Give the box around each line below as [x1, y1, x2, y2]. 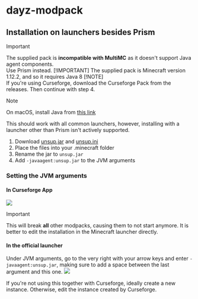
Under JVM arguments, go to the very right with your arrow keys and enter [6, 255, 189, 262]
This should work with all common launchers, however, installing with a [6, 120, 180, 127]
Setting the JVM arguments [6, 171, 87, 179]
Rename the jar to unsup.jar [14, 150, 84, 157]
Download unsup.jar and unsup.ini [14, 138, 98, 145]
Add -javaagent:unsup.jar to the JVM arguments [14, 157, 135, 163]
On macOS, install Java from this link [6, 109, 96, 115]
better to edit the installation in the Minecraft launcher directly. [6, 229, 158, 236]
